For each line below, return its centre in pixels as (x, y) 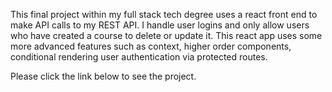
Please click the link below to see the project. (103, 76)
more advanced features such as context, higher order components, (151, 46)
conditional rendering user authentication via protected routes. (139, 57)
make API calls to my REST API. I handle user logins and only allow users (160, 25)
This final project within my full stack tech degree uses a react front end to (164, 14)
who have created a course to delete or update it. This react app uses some (166, 35)
